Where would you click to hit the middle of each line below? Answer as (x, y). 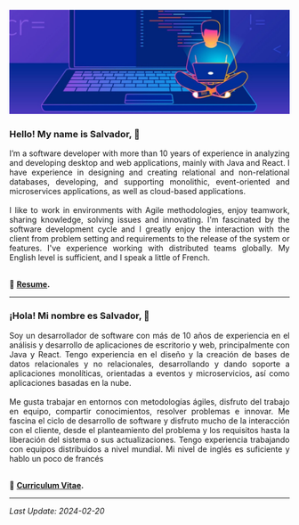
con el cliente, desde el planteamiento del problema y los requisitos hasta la (149, 430)
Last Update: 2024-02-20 (57, 511)
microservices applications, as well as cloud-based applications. (128, 192)
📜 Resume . (30, 284)
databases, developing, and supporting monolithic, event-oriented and (149, 182)
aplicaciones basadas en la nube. (70, 382)
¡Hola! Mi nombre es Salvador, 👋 (80, 316)
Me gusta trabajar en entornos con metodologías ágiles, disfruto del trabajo (149, 401)
